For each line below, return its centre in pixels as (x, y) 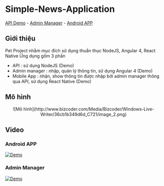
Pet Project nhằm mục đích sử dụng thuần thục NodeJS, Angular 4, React (80, 50)
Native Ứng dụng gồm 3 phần (35, 56)
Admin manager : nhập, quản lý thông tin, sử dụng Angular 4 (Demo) (82, 71)
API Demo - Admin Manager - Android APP (49, 23)
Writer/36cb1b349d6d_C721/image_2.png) (83, 114)
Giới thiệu (20, 39)
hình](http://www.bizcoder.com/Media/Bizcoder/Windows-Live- (89, 109)
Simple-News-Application (60, 9)
